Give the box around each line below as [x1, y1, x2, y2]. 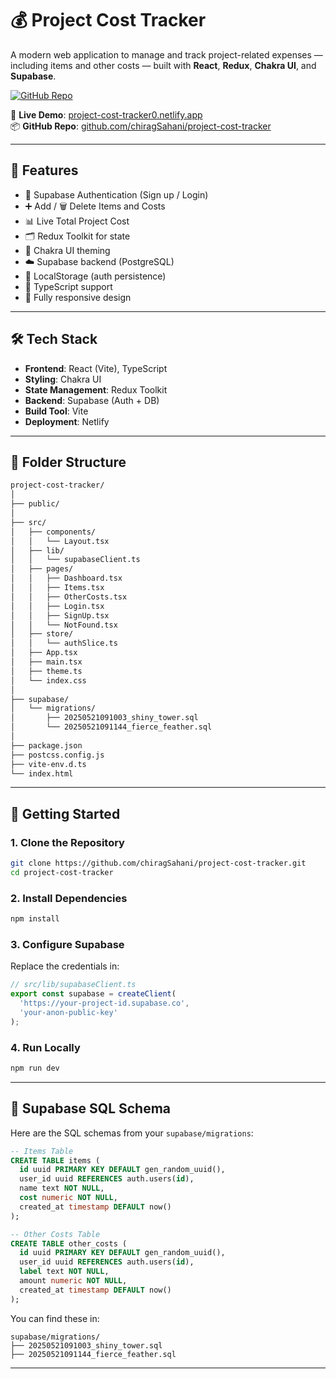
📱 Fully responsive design [24, 291, 132, 303]
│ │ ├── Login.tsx [10, 601, 105, 611]
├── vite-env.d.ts [10, 759, 87, 769]
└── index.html [10, 768, 74, 779]
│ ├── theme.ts [10, 666, 83, 676]
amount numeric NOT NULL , [19, 1276, 128, 1286]
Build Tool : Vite [24, 405, 89, 417]
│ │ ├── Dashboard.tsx [10, 573, 123, 584]
